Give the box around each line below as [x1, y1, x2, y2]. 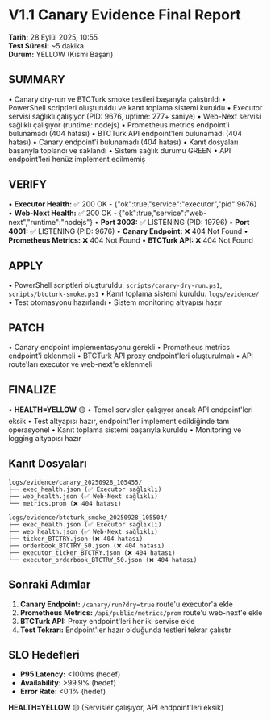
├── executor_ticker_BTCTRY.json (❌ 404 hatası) [8, 548, 176, 557]
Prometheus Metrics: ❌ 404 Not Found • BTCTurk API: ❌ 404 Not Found [8, 235, 254, 245]
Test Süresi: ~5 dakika [8, 40, 85, 50]
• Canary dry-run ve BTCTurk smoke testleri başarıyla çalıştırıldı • [8, 94, 227, 104]
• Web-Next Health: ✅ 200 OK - [8, 208, 117, 218]
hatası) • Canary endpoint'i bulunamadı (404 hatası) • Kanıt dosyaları [8, 137, 239, 147]
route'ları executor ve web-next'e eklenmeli [8, 360, 153, 369]
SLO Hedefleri [8, 648, 81, 662]
